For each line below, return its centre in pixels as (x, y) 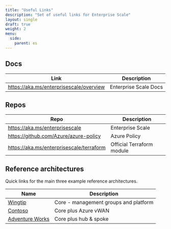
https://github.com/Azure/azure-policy (54, 136)
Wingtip (17, 202)
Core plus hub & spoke (81, 219)
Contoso (18, 211)
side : (16, 39)
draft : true (18, 24)
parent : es (26, 43)
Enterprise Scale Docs (136, 87)
